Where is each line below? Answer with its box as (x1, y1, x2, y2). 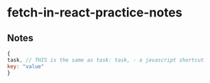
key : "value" (7, 63, 45, 70)
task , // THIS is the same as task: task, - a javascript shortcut (7, 56, 205, 63)
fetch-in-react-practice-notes (7, 5, 183, 21)
